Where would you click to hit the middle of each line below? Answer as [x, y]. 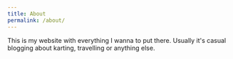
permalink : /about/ [36, 20]
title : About [27, 14]
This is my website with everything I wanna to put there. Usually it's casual [117, 40]
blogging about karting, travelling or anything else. [81, 48]
